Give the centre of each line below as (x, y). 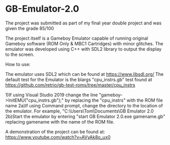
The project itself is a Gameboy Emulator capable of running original (77, 38)
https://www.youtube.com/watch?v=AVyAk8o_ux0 (58, 137)
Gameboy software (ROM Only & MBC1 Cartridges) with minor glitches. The (84, 43)
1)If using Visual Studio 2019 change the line (52, 95)
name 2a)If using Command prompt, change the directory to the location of (84, 105)
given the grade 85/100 (30, 28)
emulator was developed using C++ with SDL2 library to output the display (83, 49)
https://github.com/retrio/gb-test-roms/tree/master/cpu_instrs (70, 85)
